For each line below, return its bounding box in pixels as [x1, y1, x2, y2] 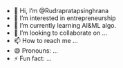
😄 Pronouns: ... [13, 46, 59, 55]
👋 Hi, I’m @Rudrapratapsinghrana [13, 7, 109, 15]
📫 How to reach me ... [13, 37, 78, 44]
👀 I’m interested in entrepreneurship [13, 14, 116, 22]
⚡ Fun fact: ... [13, 54, 52, 62]
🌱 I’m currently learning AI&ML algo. [13, 22, 117, 29]
